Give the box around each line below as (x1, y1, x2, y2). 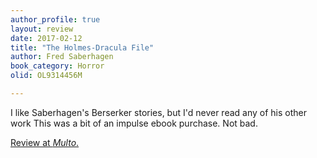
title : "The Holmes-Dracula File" (10, 42, 155, 53)
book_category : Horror (10, 61, 105, 71)
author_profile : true (10, 14, 101, 25)
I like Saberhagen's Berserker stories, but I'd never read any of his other (10, 106, 308, 118)
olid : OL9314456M (10, 71, 83, 81)
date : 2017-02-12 (10, 33, 83, 43)
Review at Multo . (10, 136, 80, 148)
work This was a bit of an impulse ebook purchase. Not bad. (10, 117, 258, 129)
